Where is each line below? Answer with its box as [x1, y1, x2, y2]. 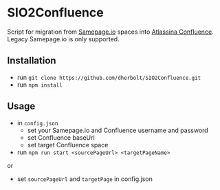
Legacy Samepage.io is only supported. [7, 34, 120, 43]
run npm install [16, 81, 63, 89]
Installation [7, 55, 56, 67]
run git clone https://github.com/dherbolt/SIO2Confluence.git [16, 73, 201, 81]
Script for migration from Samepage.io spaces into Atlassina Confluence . [7, 28, 214, 36]
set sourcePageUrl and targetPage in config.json [16, 174, 153, 183]
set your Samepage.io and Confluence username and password [27, 126, 208, 134]
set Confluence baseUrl [27, 133, 95, 142]
